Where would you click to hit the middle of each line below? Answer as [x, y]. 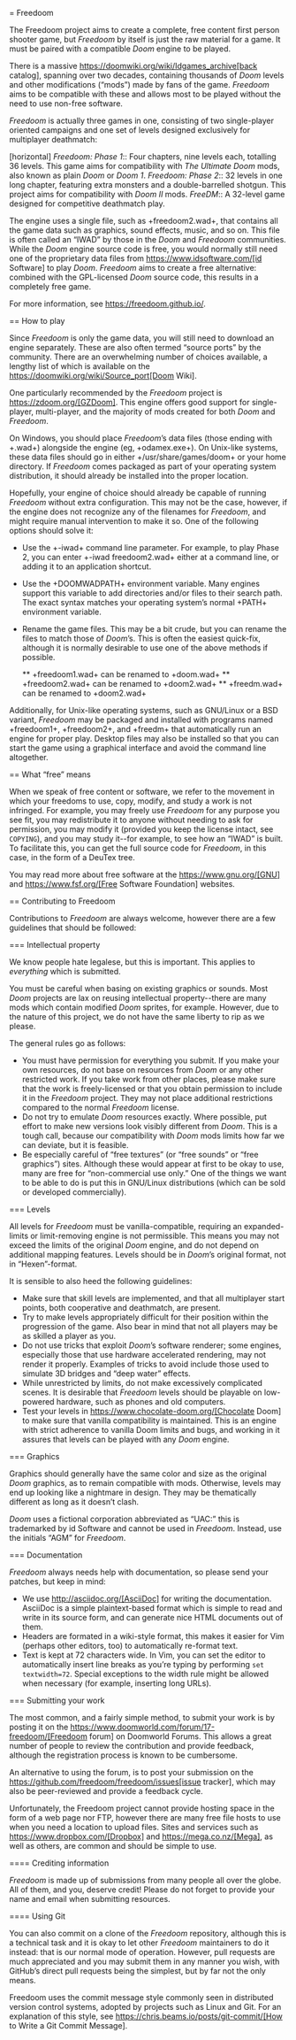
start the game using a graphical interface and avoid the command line [138, 748]
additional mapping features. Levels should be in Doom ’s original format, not [148, 1255]
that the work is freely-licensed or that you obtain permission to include [152, 1089]
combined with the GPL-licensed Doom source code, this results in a [134, 277]
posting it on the [39, 1727]
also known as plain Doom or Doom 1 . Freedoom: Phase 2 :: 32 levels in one [146, 175]
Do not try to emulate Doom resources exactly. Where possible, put [144, 1117]
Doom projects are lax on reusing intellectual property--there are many [138, 998]
